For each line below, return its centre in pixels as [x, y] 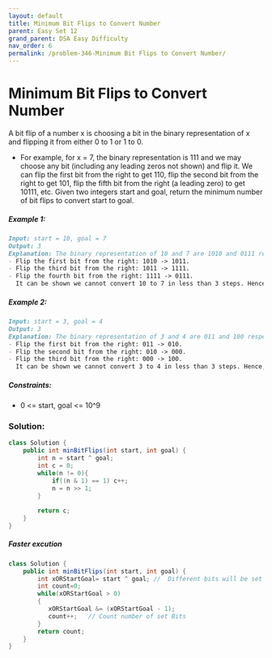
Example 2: [28, 302]
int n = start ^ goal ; [76, 458]
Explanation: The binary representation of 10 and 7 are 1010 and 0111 [132, 253]
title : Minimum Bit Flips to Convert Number [85, 23]
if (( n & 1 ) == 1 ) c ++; [90, 481]
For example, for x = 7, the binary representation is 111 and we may [130, 157]
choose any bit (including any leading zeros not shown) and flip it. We [136, 166]
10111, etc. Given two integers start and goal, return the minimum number [141, 192]
